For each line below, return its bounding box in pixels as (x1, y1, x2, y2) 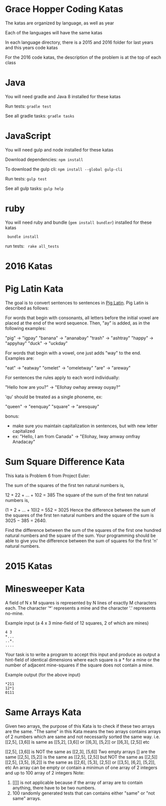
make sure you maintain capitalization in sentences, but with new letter (12, 423, 158, 429)
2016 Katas (5, 260, 53, 272)
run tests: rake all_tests (5, 243, 59, 249)
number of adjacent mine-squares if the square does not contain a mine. (5, 662, 154, 668)
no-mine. (5, 610, 24, 616)
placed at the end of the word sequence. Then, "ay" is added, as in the (5, 320, 150, 326)
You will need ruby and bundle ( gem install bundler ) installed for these (5, 219, 152, 225)
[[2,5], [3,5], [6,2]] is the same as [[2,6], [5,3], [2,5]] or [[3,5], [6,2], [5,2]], (5, 759, 156, 765)
